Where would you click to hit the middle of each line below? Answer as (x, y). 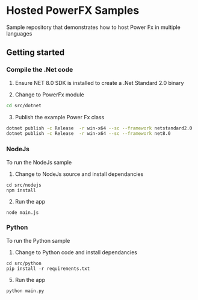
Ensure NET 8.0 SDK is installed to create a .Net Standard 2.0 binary (99, 83)
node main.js (23, 212)
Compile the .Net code (40, 70)
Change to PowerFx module (49, 95)
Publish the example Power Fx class (60, 117)
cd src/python (24, 263)
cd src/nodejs (24, 185)
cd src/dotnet (24, 105)
